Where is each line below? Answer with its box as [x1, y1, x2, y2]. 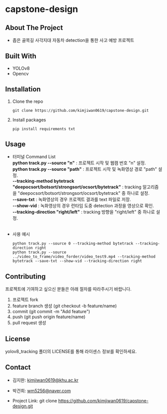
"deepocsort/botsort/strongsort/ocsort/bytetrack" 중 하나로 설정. [17, 190, 150, 196]
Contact [5, 363, 31, 372]
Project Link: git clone [12, 398, 57, 404]
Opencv [12, 70, 29, 76]
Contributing [5, 272, 46, 281]
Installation [5, 85, 41, 93]
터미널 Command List [12, 154, 56, 160]
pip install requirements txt [12, 126, 76, 131]
